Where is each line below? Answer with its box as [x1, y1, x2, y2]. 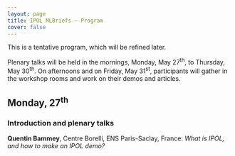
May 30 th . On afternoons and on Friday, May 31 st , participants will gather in [7, 65, 228, 75]
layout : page [7, 10, 46, 18]
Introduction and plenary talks [7, 118, 115, 128]
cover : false [7, 23, 46, 30]
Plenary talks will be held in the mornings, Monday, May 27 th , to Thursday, [7, 57, 226, 67]
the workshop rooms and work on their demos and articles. [7, 74, 181, 82]
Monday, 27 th [7, 95, 69, 109]
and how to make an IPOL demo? [7, 142, 105, 150]
